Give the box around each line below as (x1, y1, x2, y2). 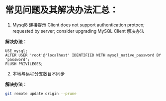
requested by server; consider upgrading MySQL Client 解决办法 (12, 28, 145, 34)
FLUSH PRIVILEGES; (5, 61, 43, 66)
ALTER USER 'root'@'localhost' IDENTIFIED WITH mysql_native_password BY (5, 52, 162, 57)
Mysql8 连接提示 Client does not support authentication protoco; (12, 22, 145, 28)
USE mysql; (5, 48, 28, 53)
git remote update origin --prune (5, 91, 77, 96)
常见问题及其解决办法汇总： (5, 4, 119, 16)
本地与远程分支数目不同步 (12, 70, 65, 77)
